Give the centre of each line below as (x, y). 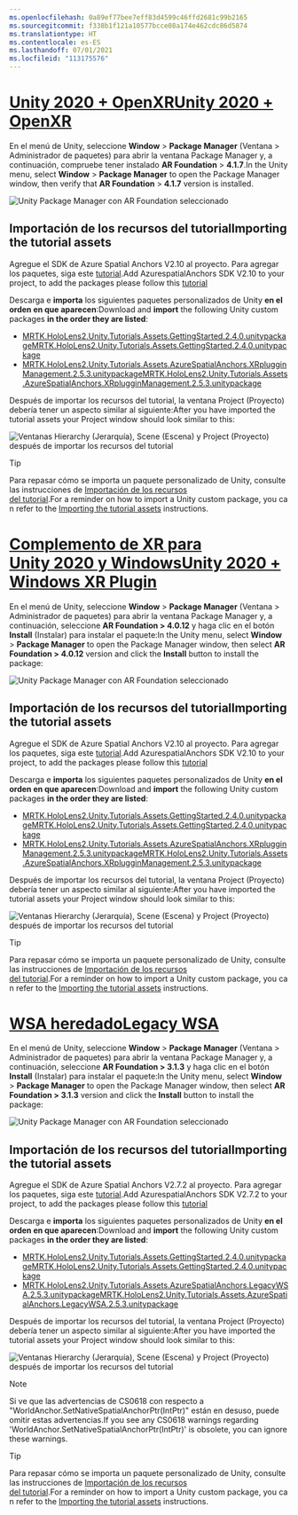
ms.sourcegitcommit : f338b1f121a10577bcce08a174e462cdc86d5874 (129, 26)
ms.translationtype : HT (53, 34)
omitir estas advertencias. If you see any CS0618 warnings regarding (134, 1420)
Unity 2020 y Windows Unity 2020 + (145, 563)
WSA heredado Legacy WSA (114, 1023)
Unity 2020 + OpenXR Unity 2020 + (141, 102)
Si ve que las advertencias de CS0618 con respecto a (106, 1401)
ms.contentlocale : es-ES (55, 42)
